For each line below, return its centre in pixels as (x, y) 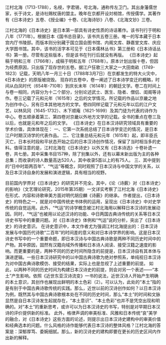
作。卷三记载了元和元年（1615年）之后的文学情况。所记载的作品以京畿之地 (81, 98)
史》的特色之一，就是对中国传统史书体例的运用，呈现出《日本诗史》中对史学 (83, 201)
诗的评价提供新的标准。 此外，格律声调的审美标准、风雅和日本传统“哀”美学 (81, 313)
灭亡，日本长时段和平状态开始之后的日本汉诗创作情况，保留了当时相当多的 (81, 142)
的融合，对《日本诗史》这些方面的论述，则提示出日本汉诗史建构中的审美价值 (83, 319)
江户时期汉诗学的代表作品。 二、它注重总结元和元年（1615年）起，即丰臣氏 (82, 135)
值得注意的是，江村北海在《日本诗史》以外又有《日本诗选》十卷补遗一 (85, 148)
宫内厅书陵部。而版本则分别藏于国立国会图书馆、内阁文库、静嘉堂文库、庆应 (83, 43)
